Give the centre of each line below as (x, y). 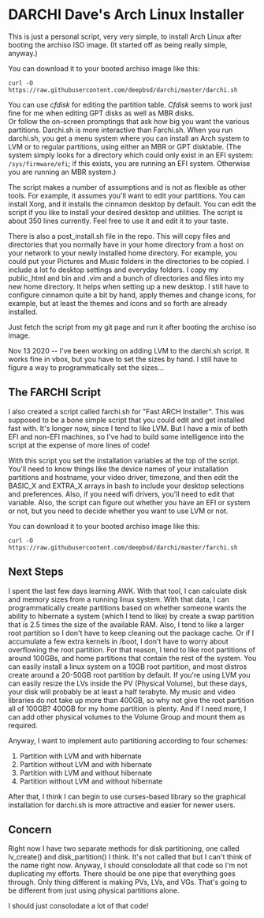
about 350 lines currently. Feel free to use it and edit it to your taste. (118, 221)
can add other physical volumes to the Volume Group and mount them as (127, 716)
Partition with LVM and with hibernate (80, 756)
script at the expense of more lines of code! (79, 445)
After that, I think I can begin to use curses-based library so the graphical (127, 796)
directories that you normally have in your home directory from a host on (126, 244)
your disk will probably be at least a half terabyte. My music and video (122, 691)
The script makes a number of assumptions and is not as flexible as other (127, 187)
